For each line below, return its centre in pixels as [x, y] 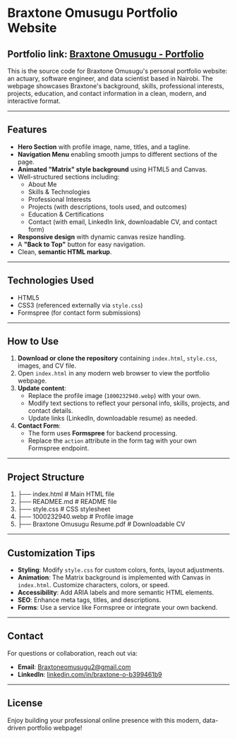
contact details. [50, 411]
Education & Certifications [66, 214]
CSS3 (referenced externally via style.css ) [80, 305]
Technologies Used [50, 281]
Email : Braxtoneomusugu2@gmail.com [74, 667]
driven [17, 728]
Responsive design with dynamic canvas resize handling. [102, 236]
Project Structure [46, 477]
